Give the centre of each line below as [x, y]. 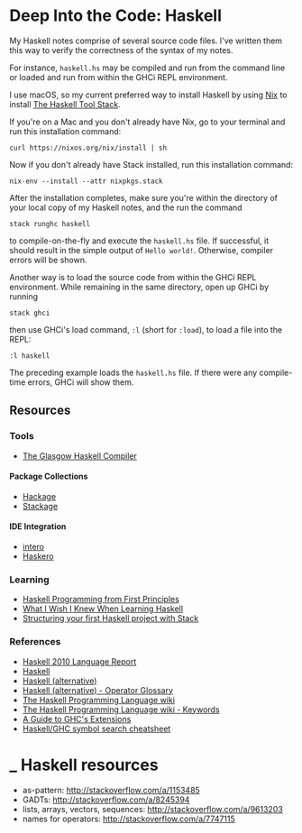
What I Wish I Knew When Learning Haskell [102, 609]
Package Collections [49, 476]
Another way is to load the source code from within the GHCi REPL [133, 277]
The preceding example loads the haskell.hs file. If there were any [133, 372]
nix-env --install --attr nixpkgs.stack [87, 181]
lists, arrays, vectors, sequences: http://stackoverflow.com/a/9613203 [153, 809]
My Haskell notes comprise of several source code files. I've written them [146, 41]
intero [33, 547]
